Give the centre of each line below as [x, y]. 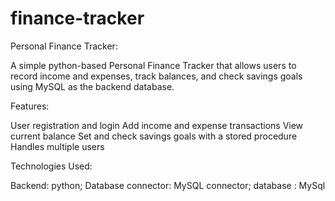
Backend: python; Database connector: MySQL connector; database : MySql [168, 185]
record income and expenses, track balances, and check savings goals [156, 76]
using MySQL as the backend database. [92, 86]
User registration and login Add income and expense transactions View [157, 125]
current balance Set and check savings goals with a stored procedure [154, 136]
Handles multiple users [57, 146]
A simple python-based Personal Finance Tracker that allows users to [153, 65]
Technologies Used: [51, 166]
